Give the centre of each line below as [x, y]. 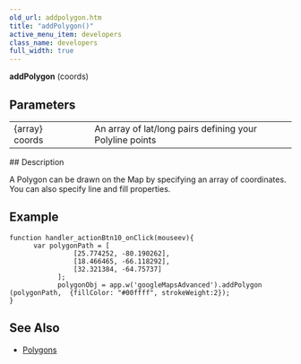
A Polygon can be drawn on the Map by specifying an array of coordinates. [148, 179]
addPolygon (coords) [49, 76]
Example [34, 217]
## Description [37, 161]
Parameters [43, 104]
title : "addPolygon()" [52, 26]
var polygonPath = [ [71, 246]
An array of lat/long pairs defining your [176, 128]
